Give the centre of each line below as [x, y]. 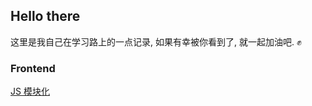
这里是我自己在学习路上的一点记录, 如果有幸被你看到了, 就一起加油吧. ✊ [156, 41]
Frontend [33, 68]
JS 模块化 [30, 91]
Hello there [45, 16]
